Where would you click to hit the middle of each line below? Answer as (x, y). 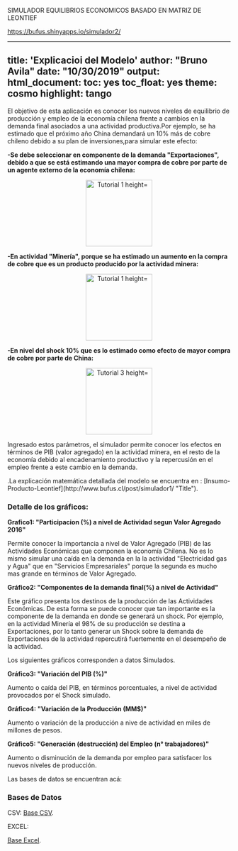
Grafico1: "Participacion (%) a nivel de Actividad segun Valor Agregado (114, 522)
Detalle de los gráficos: (48, 507)
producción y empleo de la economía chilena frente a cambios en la (106, 118)
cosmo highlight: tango (59, 94)
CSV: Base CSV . (31, 813)
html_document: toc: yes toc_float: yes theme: (112, 83)
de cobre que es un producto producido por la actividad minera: (103, 264)
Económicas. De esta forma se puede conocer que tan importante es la (111, 609)
